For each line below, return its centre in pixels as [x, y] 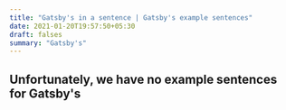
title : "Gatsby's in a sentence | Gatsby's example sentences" [131, 18]
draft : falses [36, 34]
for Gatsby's [45, 93]
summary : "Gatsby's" [48, 43]
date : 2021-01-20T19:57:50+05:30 [72, 26]
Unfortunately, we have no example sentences [143, 79]
